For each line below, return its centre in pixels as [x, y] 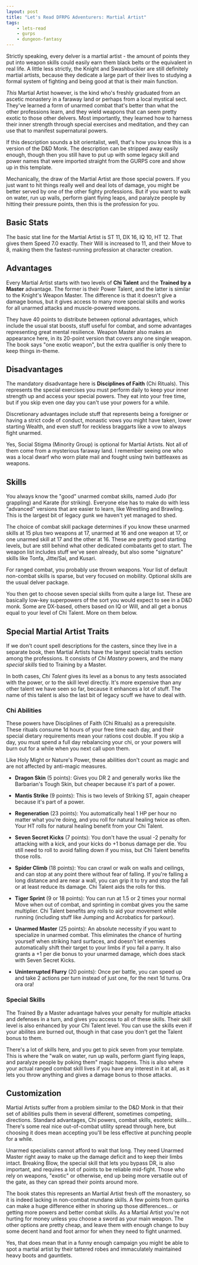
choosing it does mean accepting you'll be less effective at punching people [99, 1133]
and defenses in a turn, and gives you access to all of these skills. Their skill [98, 1019]
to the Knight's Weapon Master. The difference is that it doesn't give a [91, 295]
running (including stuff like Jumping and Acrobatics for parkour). [95, 917]
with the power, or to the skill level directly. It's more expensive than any [94, 682]
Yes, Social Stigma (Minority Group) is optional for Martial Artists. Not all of [97, 444]
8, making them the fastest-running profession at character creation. [90, 249]
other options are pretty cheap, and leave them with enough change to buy [98, 1225]
